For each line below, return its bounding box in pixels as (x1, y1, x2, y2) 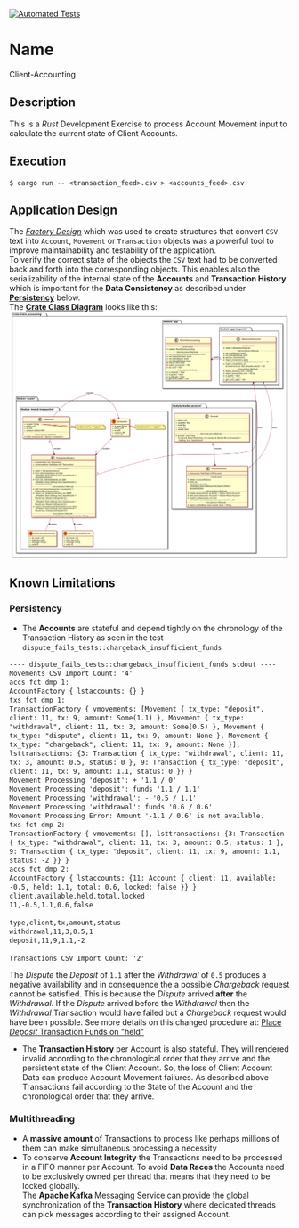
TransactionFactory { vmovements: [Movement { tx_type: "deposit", (9, 704, 265, 713)
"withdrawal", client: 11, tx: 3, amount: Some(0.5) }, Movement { (9, 722, 265, 731)
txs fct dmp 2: (9, 820, 66, 829)
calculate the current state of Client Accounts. (9, 127, 178, 138)
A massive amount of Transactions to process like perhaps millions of (21, 1133, 280, 1143)
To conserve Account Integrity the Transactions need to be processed (21, 1151, 283, 1162)
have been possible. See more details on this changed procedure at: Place (9, 1016, 282, 1028)
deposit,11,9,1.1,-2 (9, 936, 86, 945)
